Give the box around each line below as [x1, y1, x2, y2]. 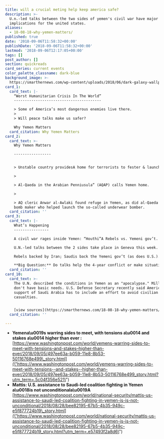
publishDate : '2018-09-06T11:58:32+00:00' [5, 44, 93, 48]
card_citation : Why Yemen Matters [9, 129, 80, 134]
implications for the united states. [9, 21, 86, 26]
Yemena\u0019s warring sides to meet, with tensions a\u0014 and [12, 330, 150, 335]
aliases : [5, 25, 23, 30]
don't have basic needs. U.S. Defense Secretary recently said [14, 285, 145, 290]
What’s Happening [14, 223, 49, 228]
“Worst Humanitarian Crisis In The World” [14, 93, 102, 98]
